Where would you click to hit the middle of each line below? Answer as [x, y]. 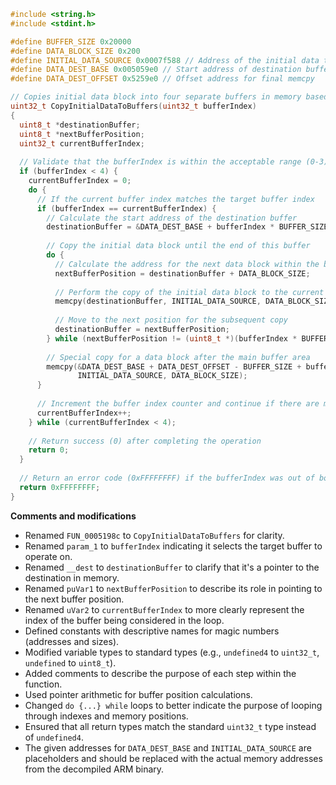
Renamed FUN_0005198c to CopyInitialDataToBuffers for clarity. [154, 535]
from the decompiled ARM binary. [94, 769]
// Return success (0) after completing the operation [145, 441]
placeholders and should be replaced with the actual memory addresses [173, 758]
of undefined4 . [54, 737]
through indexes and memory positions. [106, 716]
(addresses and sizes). [72, 641]
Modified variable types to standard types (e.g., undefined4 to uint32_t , [172, 652]
